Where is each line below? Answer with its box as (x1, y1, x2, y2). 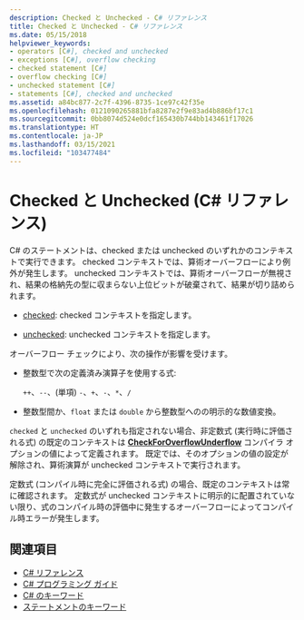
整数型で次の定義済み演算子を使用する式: (22, 367, 177, 378)
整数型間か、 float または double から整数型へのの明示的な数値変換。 (22, 406, 281, 417)
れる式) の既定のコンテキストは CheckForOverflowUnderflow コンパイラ (9, 437, 284, 448)
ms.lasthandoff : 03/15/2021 (9, 140, 116, 149)
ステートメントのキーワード (22, 601, 127, 613)
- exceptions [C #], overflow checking (9, 55, 156, 64)
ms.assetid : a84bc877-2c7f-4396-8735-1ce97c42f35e (9, 97, 205, 107)
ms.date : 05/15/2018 (9, 30, 88, 39)
